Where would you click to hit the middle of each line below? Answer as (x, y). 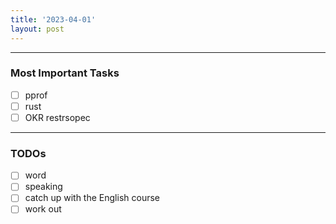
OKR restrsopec (57, 117)
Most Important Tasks (65, 73)
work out (43, 209)
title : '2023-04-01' (53, 19)
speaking (43, 187)
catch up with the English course (92, 198)
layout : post (37, 29)
